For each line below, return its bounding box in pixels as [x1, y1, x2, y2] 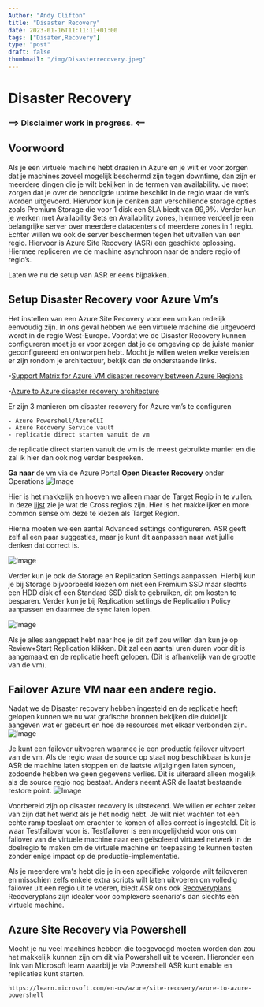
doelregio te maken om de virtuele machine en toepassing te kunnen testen [8, 843, 254, 853]
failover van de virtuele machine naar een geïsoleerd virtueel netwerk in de [8, 834, 251, 844]
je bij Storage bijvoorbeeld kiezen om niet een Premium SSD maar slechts [8, 579, 247, 589]
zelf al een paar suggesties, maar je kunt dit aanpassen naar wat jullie [8, 532, 235, 541]
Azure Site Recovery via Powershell [8, 923, 187, 936]
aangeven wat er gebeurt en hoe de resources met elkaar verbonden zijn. [8, 720, 247, 730]
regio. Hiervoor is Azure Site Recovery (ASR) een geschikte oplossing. [8, 238, 236, 247]
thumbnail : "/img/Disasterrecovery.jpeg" [8, 56, 147, 64]
